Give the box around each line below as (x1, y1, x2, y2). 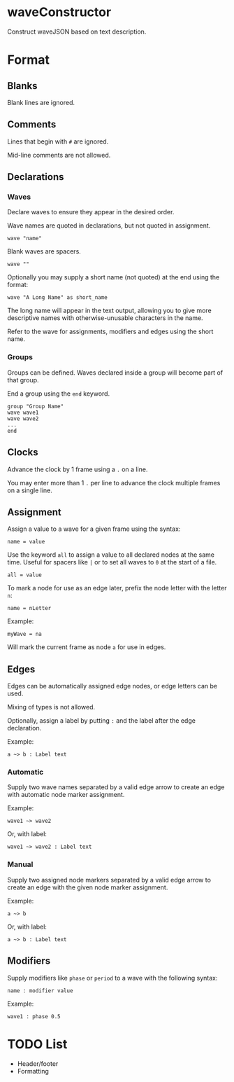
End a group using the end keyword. (7, 389, 110, 398)
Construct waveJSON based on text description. (7, 27, 147, 36)
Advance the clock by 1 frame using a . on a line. (7, 465, 148, 473)
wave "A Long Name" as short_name (7, 294, 108, 301)
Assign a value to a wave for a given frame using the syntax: (7, 525, 181, 533)
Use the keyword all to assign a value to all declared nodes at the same (7, 550, 215, 559)
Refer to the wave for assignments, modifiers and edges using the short (7, 327, 214, 336)
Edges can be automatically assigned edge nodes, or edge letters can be (7, 682, 218, 691)
